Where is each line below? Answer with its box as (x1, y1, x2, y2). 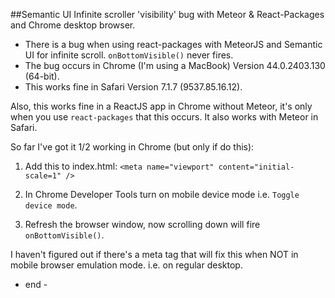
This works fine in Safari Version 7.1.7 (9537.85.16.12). (24, 81, 243, 93)
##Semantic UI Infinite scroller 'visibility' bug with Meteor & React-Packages (10, 9, 325, 20)
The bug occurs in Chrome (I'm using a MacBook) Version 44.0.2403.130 (24, 60, 326, 71)
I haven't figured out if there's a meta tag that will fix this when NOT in (10, 249, 299, 260)
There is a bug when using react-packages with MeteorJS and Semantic (24, 39, 323, 50)
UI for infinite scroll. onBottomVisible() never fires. (24, 49, 234, 61)
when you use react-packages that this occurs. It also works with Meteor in (10, 111, 319, 123)
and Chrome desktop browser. (10, 19, 136, 31)
